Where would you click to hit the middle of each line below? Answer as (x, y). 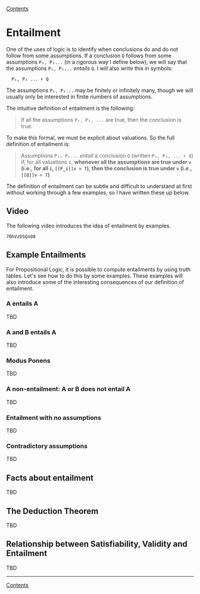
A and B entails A (31, 332)
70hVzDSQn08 (21, 236)
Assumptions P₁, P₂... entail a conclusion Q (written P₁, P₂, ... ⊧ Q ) (107, 155)
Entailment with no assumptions (54, 417)
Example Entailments (46, 255)
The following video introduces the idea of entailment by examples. (89, 226)
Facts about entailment (50, 478)
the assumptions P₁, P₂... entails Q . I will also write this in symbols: (90, 68)
